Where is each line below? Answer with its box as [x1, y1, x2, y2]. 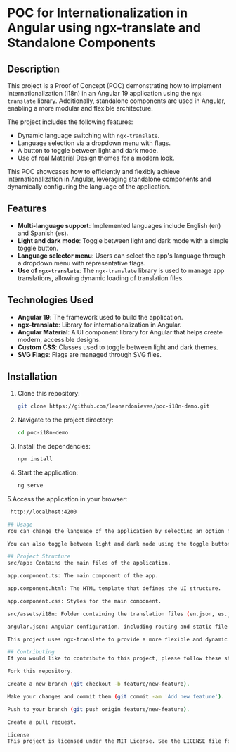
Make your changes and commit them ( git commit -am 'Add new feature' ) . [7, 693, 225, 700]
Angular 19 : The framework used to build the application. [17, 313, 183, 321]
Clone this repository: [17, 389, 80, 398]
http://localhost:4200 [10, 508, 77, 515]
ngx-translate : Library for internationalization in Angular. [17, 320, 182, 329]
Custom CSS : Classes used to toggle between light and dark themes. [17, 343, 218, 351]
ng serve [17, 482, 44, 489]
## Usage [7, 521, 33, 528]
